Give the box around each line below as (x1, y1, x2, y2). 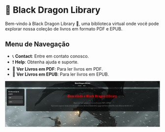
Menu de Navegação (5, 40, 70, 49)
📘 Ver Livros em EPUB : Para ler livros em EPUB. (12, 71, 109, 77)
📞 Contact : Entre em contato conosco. (12, 53, 89, 59)
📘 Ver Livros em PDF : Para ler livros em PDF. (12, 66, 103, 72)
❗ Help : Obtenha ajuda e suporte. (12, 59, 79, 65)
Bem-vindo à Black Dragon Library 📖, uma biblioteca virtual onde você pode (5, 21, 159, 26)
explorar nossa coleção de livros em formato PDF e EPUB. (5, 26, 123, 31)
